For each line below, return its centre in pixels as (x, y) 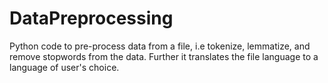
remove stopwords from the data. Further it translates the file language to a (164, 56)
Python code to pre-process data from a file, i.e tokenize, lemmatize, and (160, 46)
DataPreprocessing (91, 18)
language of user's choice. (64, 67)
